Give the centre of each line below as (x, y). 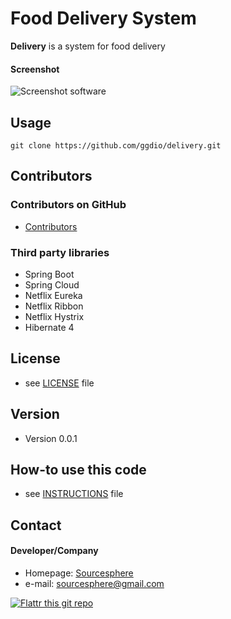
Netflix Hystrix (54, 316)
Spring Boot (49, 274)
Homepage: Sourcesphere (79, 573)
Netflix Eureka (53, 295)
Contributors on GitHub (68, 205)
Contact (36, 525)
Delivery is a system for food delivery (88, 46)
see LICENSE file (59, 383)
